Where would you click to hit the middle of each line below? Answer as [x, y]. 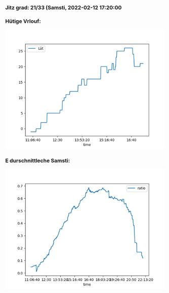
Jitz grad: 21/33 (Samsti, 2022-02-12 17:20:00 [64, 8]
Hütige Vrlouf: [23, 21]
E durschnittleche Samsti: [38, 161]
